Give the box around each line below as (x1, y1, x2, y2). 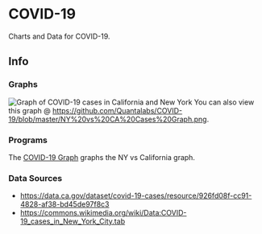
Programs (8, 134, 48, 146)
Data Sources (8, 172, 63, 183)
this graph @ (8, 105, 51, 115)
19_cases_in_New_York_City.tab (19, 216, 126, 226)
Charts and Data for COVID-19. (8, 31, 110, 41)
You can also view (193, 97, 255, 107)
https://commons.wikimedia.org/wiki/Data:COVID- (19, 208, 187, 218)
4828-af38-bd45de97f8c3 (19, 199, 110, 209)
